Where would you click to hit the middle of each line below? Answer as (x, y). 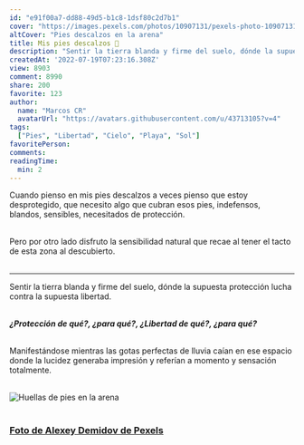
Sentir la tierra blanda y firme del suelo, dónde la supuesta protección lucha (151, 287)
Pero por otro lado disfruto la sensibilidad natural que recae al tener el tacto (150, 242)
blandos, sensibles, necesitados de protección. (97, 215)
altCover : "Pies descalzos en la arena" (87, 34)
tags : (19, 128)
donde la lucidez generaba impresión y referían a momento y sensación (143, 361)
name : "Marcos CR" (52, 111)
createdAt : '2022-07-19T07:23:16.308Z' (85, 60)
